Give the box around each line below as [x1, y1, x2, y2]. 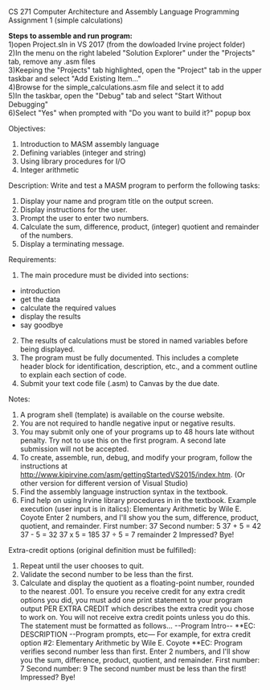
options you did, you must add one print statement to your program [19, 596, 243, 605]
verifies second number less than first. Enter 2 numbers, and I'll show [19, 646, 251, 656]
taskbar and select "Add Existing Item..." [8, 74, 141, 83]
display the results [19, 312, 81, 321]
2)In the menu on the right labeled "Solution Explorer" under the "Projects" [8, 48, 256, 57]
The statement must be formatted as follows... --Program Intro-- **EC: [19, 621, 256, 630]
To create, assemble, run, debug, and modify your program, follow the [19, 453, 253, 462]
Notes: [8, 394, 31, 404]
